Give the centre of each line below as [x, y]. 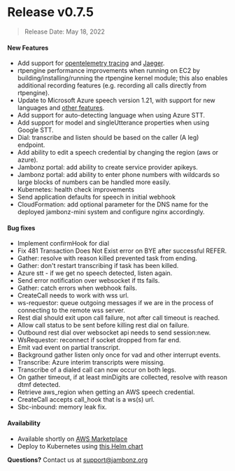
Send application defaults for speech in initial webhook [97, 197]
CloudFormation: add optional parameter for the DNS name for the [113, 204]
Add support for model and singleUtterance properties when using [113, 122]
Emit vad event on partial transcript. [69, 348]
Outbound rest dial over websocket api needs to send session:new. [114, 332]
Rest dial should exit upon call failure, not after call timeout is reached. [119, 318]
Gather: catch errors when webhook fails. [77, 288]
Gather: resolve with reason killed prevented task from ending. [107, 258]
